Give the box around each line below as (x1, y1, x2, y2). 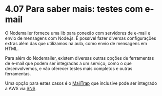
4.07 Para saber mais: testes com (5, 3, 143, 15)
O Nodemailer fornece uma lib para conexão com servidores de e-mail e (5, 30, 151, 36)
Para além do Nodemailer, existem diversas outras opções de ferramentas (5, 55, 154, 61)
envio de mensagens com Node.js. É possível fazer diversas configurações (5, 35, 156, 41)
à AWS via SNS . (5, 85, 37, 91)
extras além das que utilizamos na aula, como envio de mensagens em (5, 40, 147, 46)
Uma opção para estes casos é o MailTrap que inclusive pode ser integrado (5, 80, 157, 86)
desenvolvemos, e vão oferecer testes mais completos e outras (5, 65, 133, 72)
